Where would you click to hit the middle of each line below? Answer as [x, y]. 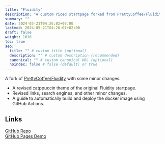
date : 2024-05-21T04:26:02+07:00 [39, 23]
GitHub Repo [18, 131]
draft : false [18, 32]
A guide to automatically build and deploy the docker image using [79, 98]
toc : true [15, 42]
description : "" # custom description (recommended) [65, 55]
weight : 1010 [18, 37]
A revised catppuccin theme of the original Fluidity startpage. [74, 88]
